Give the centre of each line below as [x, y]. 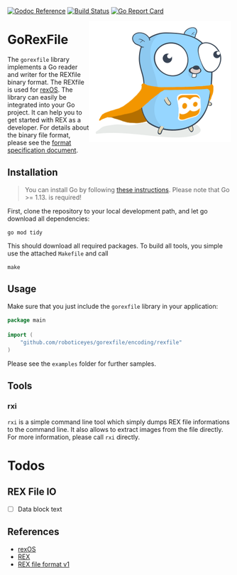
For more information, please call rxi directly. [74, 437]
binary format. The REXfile [46, 82]
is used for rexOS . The [40, 90]
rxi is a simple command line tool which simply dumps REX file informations [118, 422]
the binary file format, [39, 134]
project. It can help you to [45, 112]
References [33, 532]
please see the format [39, 142]
